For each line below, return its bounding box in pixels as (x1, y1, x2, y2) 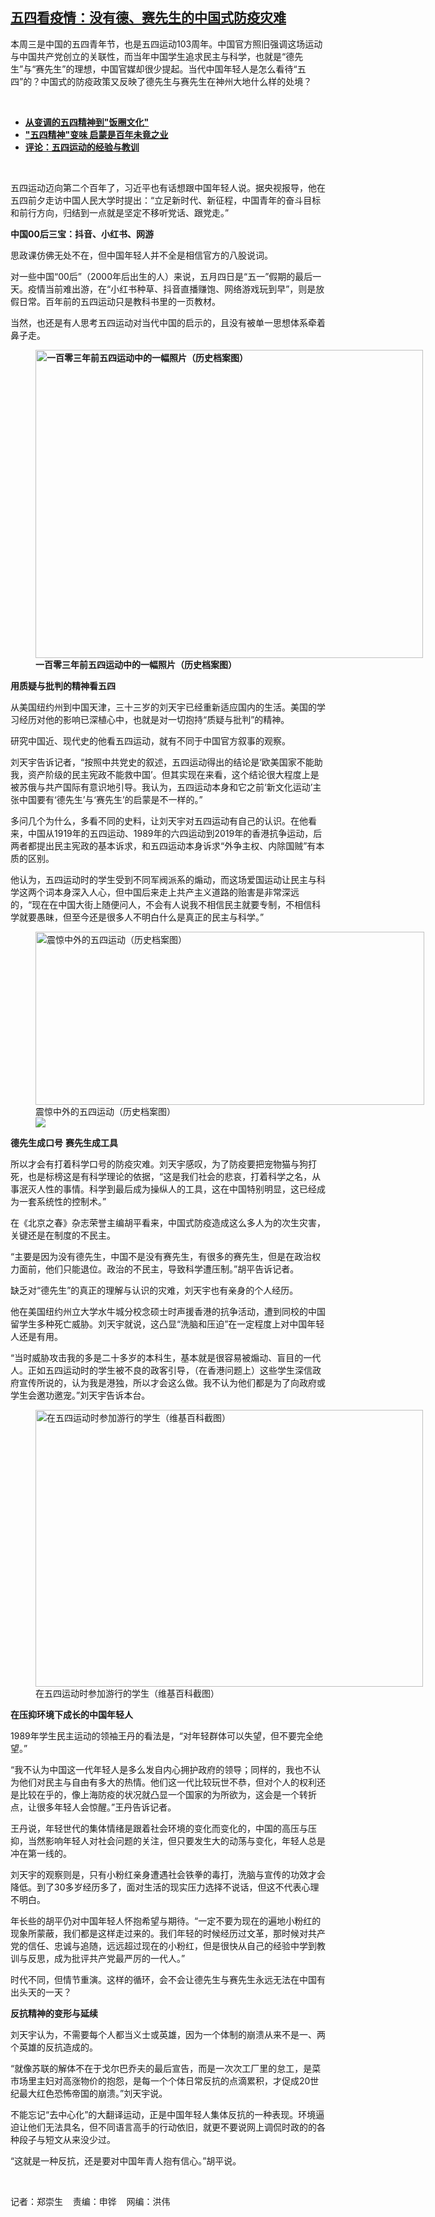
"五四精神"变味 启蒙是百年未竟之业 (24, 128, 169, 140)
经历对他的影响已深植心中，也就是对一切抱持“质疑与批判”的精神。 (18, 713, 290, 725)
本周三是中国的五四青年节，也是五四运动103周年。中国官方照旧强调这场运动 (10, 38, 323, 50)
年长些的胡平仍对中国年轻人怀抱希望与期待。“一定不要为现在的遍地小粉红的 (10, 1914, 322, 1927)
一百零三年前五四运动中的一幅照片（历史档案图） (35, 658, 237, 670)
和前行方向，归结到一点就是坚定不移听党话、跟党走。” (10, 206, 230, 218)
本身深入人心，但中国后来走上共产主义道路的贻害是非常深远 (53, 886, 300, 898)
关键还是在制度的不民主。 (10, 1229, 116, 1241)
